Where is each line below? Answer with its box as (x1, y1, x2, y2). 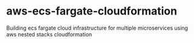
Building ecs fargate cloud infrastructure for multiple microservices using (6, 24, 189, 31)
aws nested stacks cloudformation (6, 30, 92, 38)
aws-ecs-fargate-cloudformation (6, 4, 177, 18)
